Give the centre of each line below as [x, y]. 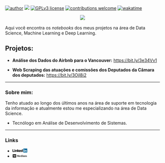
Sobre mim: [19, 92]
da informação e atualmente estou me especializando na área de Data [76, 109]
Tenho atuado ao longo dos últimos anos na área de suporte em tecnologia [81, 103]
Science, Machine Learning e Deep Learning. [51, 33]
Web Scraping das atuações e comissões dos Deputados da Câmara [83, 70]
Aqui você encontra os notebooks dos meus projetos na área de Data [75, 28]
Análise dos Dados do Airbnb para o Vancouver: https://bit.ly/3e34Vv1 [84, 60]
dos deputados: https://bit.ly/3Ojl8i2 [49, 75]
